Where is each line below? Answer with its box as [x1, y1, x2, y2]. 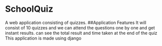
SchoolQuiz [5, 3, 53, 15]
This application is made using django [5, 35, 82, 41]
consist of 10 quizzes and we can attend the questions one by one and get [5, 24, 155, 30]
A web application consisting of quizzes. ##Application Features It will [5, 20, 147, 25]
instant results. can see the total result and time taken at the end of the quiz [5, 30, 158, 36]
